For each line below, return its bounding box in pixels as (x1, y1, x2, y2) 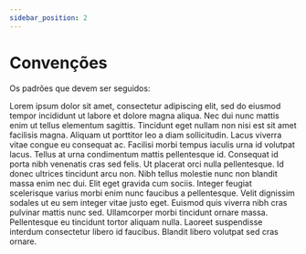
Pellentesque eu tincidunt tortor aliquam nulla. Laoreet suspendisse (9, 216, 263, 228)
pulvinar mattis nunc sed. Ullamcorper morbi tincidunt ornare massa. (9, 207, 269, 218)
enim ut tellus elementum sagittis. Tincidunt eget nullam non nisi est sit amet (9, 119, 297, 130)
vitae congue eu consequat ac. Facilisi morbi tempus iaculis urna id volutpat (9, 138, 295, 150)
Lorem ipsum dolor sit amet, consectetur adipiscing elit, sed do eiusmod (9, 100, 281, 111)
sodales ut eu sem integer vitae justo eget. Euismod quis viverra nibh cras (9, 197, 288, 208)
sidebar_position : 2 (9, 13, 89, 23)
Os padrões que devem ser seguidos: (9, 83, 151, 94)
